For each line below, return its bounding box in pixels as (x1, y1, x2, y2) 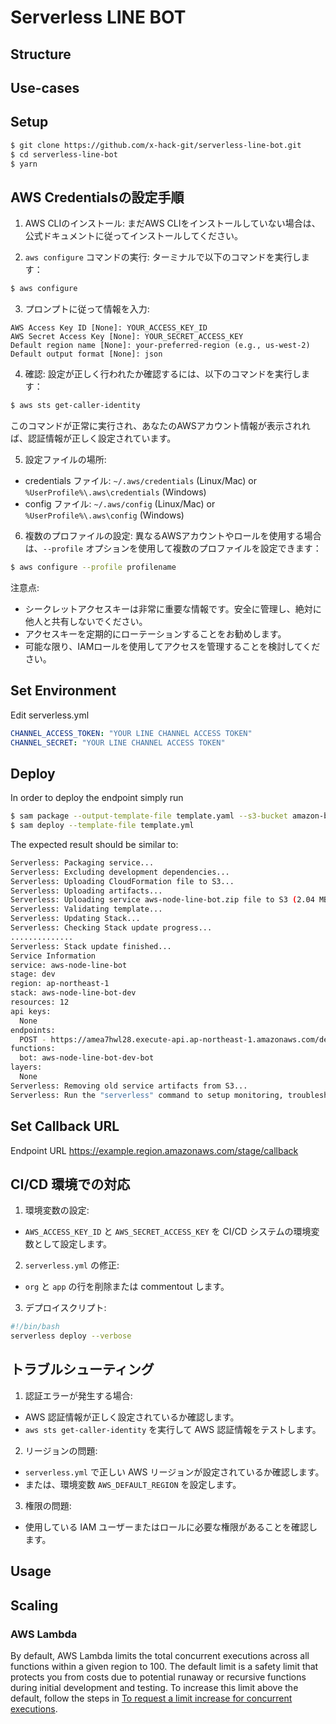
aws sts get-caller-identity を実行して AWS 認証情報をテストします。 (24, 1423, 322, 1435)
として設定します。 (33, 1238, 112, 1250)
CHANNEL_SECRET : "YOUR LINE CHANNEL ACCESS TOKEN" (10, 737, 226, 748)
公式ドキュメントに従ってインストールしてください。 (24, 230, 243, 242)
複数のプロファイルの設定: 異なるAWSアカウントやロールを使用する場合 (24, 529, 322, 541)
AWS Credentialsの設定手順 (10, 189, 185, 206)
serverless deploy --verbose (10, 1331, 132, 1341)
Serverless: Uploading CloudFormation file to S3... (10, 876, 235, 886)
